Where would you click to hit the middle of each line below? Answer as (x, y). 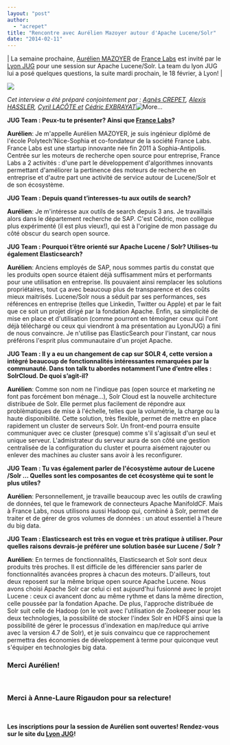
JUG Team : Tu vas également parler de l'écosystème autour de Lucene (111, 468)
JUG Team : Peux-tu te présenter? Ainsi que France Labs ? (91, 120)
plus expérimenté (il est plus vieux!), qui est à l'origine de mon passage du (112, 226)
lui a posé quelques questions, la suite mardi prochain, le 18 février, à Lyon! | (115, 74)
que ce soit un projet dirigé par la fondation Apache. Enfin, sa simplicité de (113, 311)
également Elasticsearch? (45, 254)
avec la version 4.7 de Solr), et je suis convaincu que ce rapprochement (109, 633)
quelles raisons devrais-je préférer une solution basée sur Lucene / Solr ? (114, 546)
